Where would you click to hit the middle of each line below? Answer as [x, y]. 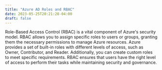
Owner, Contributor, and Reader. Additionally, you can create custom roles [79, 52]
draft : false [18, 18]
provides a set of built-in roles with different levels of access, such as [74, 47]
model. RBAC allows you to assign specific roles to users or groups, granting [81, 37]
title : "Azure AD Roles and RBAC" [40, 9]
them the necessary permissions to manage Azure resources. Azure [73, 42]
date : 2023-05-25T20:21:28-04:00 [39, 14]
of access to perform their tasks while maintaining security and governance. [81, 62]
